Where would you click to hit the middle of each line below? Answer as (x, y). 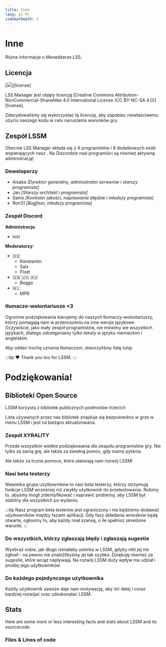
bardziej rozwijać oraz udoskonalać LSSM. (49, 594)
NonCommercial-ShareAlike (33, 100)
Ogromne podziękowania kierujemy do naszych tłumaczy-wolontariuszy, (79, 317)
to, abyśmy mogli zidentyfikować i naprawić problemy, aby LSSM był (75, 495)
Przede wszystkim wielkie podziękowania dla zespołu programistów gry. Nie (83, 446)
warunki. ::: (17, 526)
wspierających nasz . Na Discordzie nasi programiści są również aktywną (80, 153)
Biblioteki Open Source (41, 395)
